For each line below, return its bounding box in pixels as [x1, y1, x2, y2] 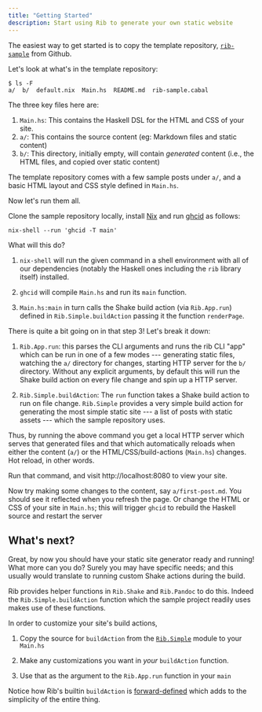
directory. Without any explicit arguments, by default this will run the [19, 367, 241, 376]
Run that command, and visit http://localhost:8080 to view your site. [8, 470, 227, 480]
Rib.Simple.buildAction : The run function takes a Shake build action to [19, 390, 249, 400]
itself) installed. [19, 272, 69, 282]
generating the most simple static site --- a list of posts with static [19, 407, 233, 416]
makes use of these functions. [8, 603, 106, 613]
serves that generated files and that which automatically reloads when [8, 438, 235, 448]
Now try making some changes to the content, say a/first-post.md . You [8, 485, 242, 496]
